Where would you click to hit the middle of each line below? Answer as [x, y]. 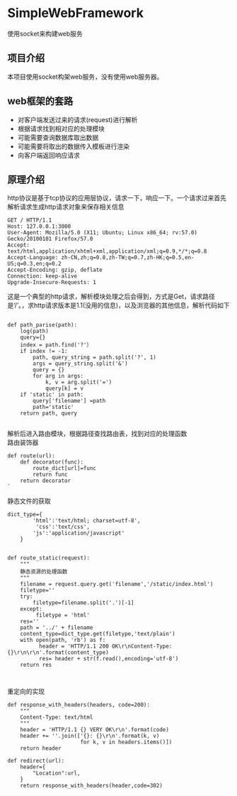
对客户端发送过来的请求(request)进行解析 [77, 119]
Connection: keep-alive [42, 276]
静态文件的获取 [29, 501]
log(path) [35, 332]
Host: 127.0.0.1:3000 [39, 227]
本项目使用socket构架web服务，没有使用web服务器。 [85, 77]
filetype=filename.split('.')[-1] [83, 603]
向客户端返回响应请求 [48, 155]
